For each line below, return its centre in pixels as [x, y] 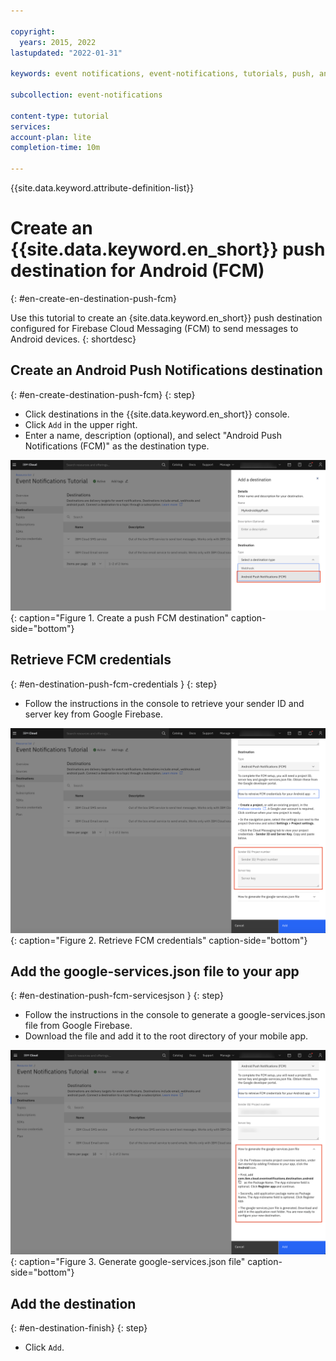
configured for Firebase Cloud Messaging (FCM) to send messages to [154, 328]
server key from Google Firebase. [94, 714]
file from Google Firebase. [78, 1026]
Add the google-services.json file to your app [155, 971]
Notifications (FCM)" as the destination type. [117, 446]
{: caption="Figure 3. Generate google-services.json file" [128, 1262]
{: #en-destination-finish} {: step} [79, 1327]
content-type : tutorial [60, 116]
